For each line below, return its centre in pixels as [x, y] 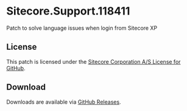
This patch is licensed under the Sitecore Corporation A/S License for [94, 61]
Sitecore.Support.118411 [68, 11]
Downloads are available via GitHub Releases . [64, 102]
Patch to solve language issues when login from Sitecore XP [82, 28]
